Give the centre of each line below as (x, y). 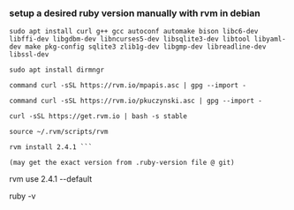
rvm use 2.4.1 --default (51, 179)
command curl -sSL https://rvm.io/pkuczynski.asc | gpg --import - (136, 101)
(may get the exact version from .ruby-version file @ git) (122, 163)
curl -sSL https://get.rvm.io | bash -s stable (98, 116)
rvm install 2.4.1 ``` (51, 147)
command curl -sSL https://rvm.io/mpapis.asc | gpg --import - (128, 86)
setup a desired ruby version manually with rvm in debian (135, 13)
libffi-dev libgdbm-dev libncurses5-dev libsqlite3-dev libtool (130, 39)
